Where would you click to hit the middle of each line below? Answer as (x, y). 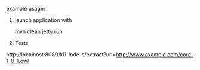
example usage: (26, 9)
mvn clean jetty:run (39, 31)
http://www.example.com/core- (155, 55)
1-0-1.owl (18, 61)
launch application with (43, 20)
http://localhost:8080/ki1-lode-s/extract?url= (61, 55)
